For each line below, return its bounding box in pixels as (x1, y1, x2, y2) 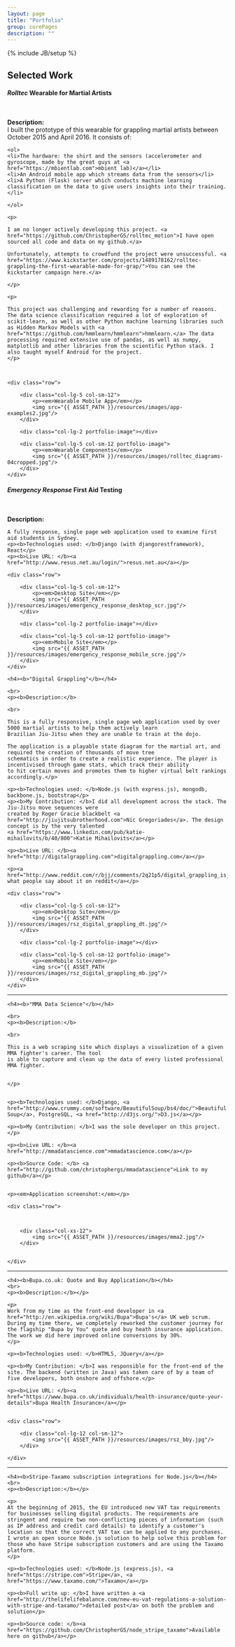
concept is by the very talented (7, 823, 105, 830)
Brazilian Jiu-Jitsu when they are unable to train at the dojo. (7, 731, 201, 738)
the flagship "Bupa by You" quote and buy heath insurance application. (7, 1326, 224, 1333)
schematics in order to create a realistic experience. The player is (7, 756, 218, 763)
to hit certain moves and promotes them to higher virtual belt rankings (7, 767, 227, 774)
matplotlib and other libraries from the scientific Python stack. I (7, 342, 215, 349)
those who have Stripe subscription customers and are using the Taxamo (7, 1541, 224, 1548)
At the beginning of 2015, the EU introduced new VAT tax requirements (7, 1504, 220, 1511)
